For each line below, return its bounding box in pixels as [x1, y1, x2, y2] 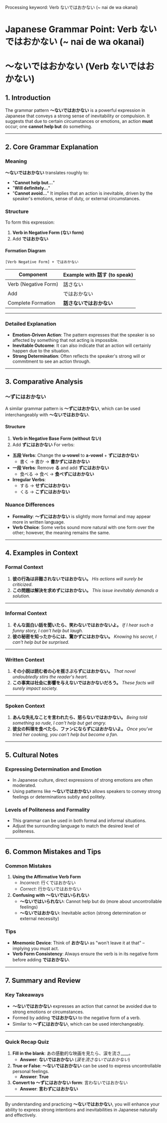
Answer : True [19, 1074, 49, 1080]
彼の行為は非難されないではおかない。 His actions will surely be [12, 575, 143, 581]
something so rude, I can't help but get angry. [12, 720, 107, 726]
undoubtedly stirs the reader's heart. [12, 674, 88, 680]
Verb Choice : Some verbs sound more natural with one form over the [12, 524, 155, 530]
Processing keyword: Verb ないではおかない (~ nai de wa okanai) [5, 4, 138, 10]
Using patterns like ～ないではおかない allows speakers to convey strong [12, 788, 162, 795]
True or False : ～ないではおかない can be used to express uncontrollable [12, 1063, 162, 1069]
